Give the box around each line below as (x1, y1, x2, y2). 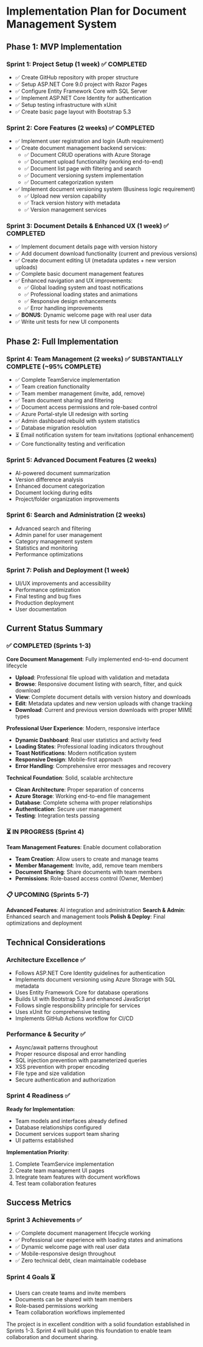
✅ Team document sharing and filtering (15, 397, 114, 404)
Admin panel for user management (15, 531, 102, 538)
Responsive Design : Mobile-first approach (15, 755, 123, 763)
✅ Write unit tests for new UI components (15, 318, 120, 326)
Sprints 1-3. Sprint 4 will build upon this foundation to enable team (6, 1327, 172, 1334)
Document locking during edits (15, 489, 92, 497)
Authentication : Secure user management (15, 805, 122, 813)
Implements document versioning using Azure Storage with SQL (15, 976, 176, 983)
